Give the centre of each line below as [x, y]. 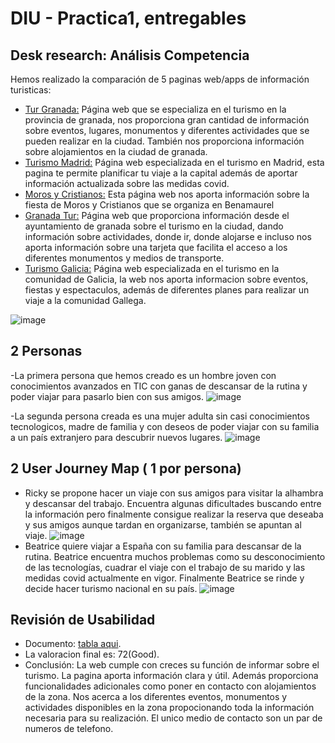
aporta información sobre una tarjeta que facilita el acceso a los [156, 247]
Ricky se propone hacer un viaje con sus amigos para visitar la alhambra [174, 493]
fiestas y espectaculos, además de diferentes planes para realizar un [167, 290]
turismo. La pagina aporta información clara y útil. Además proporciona [171, 676]
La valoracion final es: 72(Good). [92, 654]
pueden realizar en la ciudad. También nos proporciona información [164, 141]
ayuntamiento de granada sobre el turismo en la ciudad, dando [154, 226]
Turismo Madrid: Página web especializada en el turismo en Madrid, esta [174, 162]
